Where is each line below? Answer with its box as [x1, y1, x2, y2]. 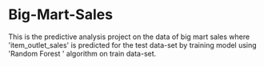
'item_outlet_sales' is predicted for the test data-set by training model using [8, 40, 258, 49]
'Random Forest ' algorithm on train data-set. [8, 49, 157, 58]
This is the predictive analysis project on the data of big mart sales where [8, 32, 250, 41]
